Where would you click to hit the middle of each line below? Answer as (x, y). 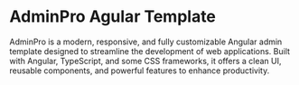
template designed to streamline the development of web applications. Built (150, 51)
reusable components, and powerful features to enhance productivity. (140, 71)
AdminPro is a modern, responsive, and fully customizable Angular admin (146, 42)
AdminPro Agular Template (113, 17)
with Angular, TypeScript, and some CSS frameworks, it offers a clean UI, (145, 61)
